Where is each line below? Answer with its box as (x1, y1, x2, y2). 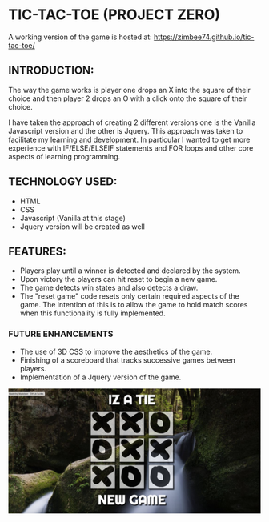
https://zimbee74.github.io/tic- (153, 32, 255, 42)
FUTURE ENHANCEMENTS (8, 328, 114, 339)
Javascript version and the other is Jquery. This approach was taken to (8, 126, 243, 135)
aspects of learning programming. (8, 151, 121, 161)
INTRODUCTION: (8, 64, 94, 78)
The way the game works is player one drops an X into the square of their (8, 85, 251, 94)
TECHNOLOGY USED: (8, 175, 118, 189)
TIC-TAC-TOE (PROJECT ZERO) (8, 6, 221, 24)
